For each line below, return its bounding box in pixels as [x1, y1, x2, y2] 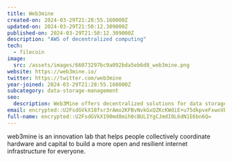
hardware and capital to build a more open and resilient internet [7, 139, 188, 147]
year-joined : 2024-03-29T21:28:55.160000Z [7, 81, 131, 88]
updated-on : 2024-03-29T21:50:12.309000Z [7, 23, 128, 30]
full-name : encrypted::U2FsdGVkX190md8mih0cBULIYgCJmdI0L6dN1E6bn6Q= [7, 113, 212, 120]
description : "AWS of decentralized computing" [7, 36, 147, 43]
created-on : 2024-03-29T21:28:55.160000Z [7, 17, 128, 24]
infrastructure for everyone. [7, 147, 86, 155]
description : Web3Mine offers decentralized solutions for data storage [13, 100, 227, 107]
